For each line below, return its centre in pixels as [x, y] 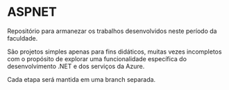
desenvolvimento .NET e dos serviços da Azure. [76, 66]
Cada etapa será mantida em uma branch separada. [82, 79]
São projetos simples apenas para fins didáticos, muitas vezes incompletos [114, 52]
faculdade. [23, 38]
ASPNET [32, 12]
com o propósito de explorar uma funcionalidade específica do [97, 58]
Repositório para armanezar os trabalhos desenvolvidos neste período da [112, 31]
